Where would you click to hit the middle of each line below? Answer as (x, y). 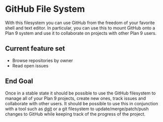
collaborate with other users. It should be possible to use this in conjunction (81, 103)
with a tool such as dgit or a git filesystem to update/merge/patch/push (77, 109)
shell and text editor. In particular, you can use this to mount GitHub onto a (80, 28)
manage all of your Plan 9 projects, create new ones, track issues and (76, 98)
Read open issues (30, 65)
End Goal (19, 81)
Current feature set (35, 48)
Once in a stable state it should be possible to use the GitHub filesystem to (81, 93)
